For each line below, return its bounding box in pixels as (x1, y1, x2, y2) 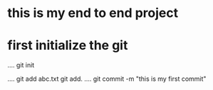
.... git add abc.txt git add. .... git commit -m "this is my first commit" (7, 74, 207, 83)
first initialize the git (7, 38, 128, 54)
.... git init (7, 61, 35, 69)
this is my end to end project (7, 5, 179, 21)
